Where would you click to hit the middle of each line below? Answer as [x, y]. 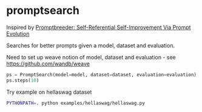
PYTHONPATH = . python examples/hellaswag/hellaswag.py [76, 103]
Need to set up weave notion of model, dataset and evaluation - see [91, 57]
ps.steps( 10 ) [23, 80]
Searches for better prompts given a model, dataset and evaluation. [90, 45]
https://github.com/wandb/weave [48, 64]
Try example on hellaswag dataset [49, 92]
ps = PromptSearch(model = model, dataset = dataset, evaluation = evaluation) [102, 74]
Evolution [18, 33]
